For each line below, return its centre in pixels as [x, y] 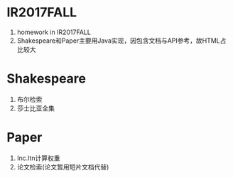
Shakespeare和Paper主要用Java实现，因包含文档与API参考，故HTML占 [121, 41]
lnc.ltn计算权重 [38, 158]
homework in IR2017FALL [54, 32]
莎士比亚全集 [36, 108]
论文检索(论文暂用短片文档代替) [63, 167]
